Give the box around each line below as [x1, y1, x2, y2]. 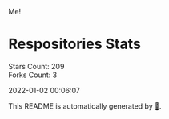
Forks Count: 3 [8, 70, 58, 80]
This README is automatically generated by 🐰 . [8, 101, 162, 111]
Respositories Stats [8, 35, 142, 53]
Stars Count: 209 [8, 61, 65, 71]
